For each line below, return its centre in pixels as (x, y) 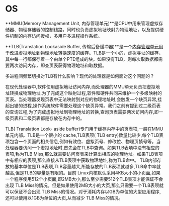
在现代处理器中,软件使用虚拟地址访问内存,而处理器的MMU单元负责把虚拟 (80, 86)
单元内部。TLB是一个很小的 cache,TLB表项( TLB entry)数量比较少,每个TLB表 (84, 135)
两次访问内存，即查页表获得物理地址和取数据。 (58, 65)
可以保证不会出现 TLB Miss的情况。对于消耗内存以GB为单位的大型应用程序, (83, 191)
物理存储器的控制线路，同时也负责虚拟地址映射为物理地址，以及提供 (89, 29)
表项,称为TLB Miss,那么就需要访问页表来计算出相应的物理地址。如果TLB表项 (84, 154)
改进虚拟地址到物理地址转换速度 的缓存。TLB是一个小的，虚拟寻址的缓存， (86, 53)
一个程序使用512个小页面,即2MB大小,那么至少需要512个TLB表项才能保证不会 (84, 179)
